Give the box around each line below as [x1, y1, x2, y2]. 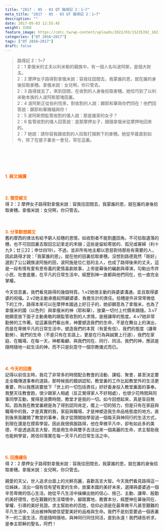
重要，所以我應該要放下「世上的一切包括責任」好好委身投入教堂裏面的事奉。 [5, 384, 159, 390]
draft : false [5, 43, 32, 48]
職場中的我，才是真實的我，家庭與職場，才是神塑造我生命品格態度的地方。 [5, 408, 155, 414]
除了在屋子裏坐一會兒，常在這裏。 [25, 137, 94, 143]
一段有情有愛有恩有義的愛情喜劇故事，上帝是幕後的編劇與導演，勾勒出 [9, 265, 150, 271]
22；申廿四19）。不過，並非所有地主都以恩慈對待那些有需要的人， [24, 247, 157, 253]
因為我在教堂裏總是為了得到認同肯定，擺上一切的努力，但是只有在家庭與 [13, 402, 159, 408]
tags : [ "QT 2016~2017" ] [5, 39, 54, 44]
